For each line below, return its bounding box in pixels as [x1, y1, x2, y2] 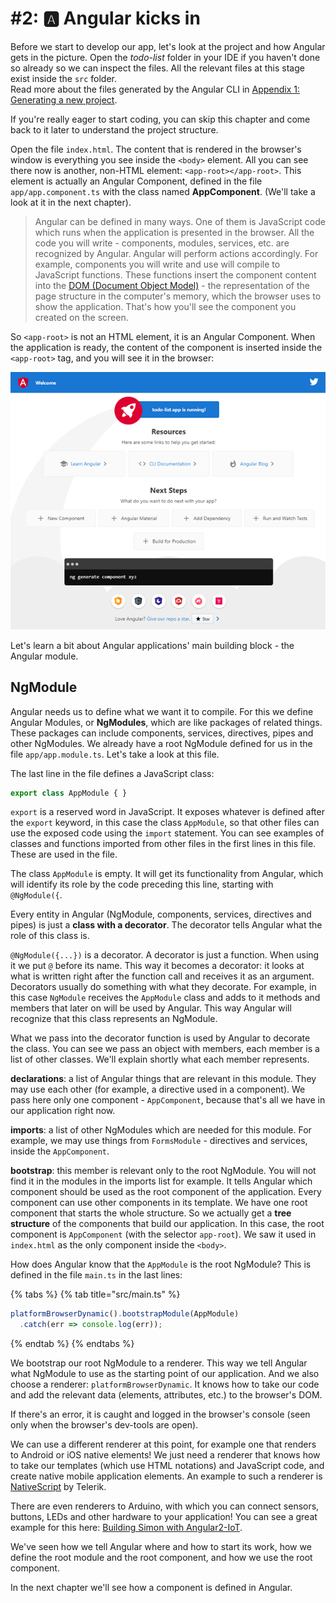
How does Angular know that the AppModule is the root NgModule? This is [10, 1258, 312, 1271]
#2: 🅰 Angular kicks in [10, 7, 201, 30]
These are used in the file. [10, 848, 118, 861]
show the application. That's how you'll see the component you [34, 300, 297, 312]
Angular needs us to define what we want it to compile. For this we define [10, 705, 314, 717]
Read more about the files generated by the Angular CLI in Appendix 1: [10, 83, 301, 95]
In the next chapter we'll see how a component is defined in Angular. [10, 1582, 293, 1594]
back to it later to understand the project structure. [10, 123, 219, 136]
